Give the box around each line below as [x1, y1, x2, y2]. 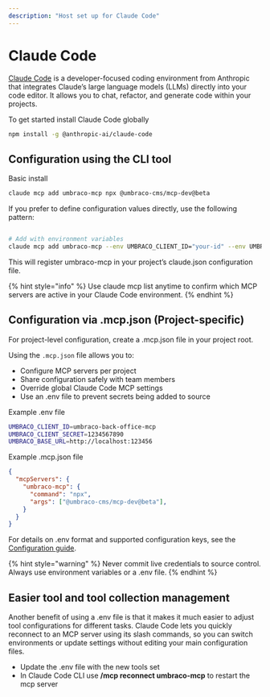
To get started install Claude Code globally [8, 114, 149, 124]
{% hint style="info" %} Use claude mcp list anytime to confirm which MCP [8, 281, 258, 291]
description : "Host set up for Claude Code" [8, 11, 160, 20]
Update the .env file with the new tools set [19, 662, 161, 672]
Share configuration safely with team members [19, 374, 175, 384]
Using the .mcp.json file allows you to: [8, 350, 135, 359]
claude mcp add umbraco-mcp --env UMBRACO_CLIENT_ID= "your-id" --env [8, 243, 247, 251]
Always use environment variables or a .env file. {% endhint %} [8, 567, 218, 577]
